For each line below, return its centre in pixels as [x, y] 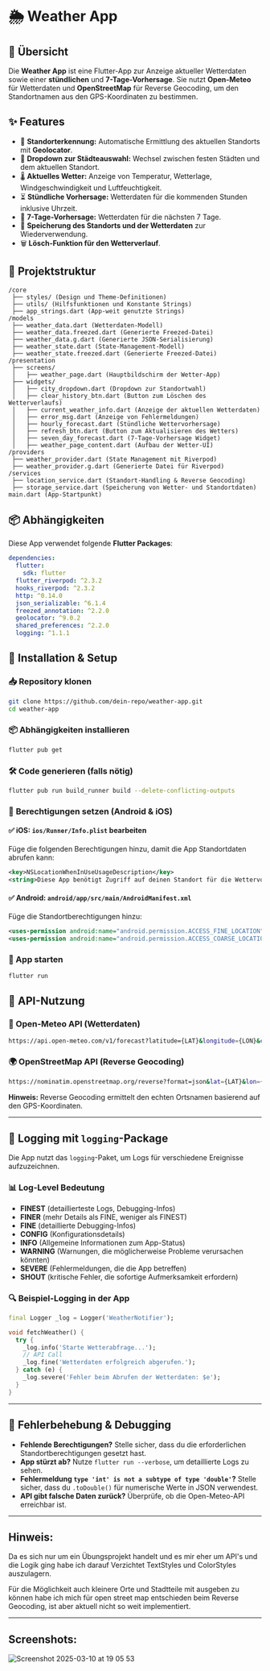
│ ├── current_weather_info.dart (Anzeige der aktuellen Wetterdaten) [136, 410]
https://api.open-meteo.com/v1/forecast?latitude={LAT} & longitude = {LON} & [135, 1041]
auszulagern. [30, 1574]
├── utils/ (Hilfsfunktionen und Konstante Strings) [102, 304]
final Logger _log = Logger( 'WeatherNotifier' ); [91, 1318]
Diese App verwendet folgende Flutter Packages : [90, 543]
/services [25, 473]
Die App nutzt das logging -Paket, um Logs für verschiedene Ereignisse [126, 1158]
